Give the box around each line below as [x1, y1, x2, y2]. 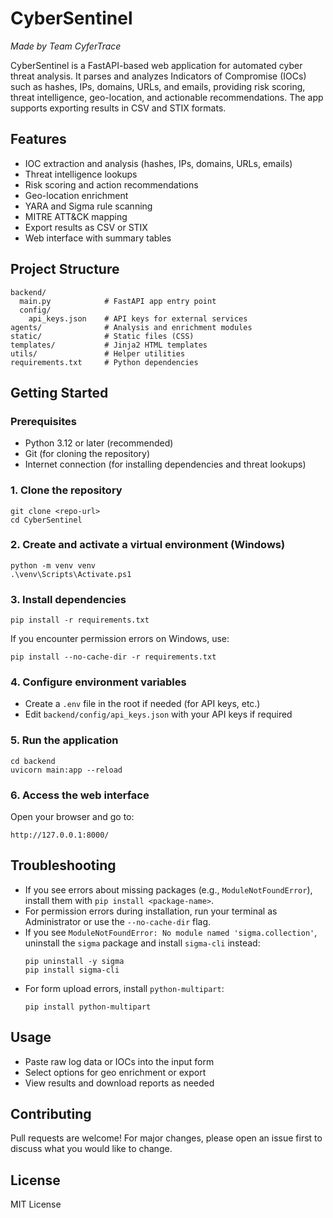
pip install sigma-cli [24, 965, 120, 975]
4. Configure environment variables [10, 675, 187, 689]
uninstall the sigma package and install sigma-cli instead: [24, 937, 261, 949]
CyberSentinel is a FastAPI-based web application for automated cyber [10, 59, 303, 71]
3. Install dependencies [10, 592, 127, 606]
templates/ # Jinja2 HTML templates [10, 340, 208, 350]
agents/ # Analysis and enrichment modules [10, 322, 253, 332]
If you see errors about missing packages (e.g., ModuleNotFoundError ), [24, 883, 313, 896]
